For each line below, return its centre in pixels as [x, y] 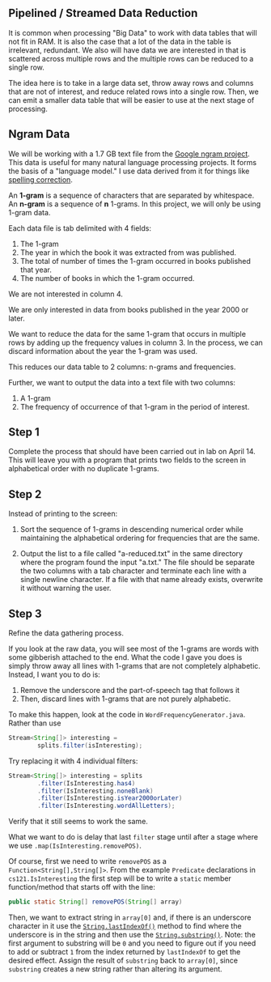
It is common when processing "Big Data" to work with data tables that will [133, 32]
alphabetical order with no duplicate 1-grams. [84, 469]
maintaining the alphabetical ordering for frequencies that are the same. [140, 538]
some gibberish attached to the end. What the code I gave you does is [125, 657]
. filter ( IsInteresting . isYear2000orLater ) [110, 798]
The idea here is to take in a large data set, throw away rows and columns [131, 83]
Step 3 [25, 613]
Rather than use [35, 723]
